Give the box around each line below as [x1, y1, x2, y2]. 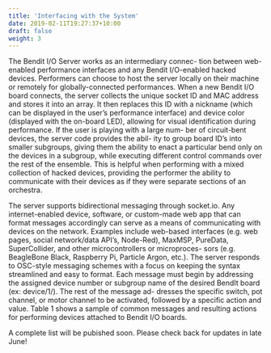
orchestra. [8, 185, 43, 195]
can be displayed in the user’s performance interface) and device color [8, 108, 245, 118]
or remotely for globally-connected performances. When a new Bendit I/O [8, 82, 255, 92]
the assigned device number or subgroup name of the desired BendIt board [8, 278, 260, 288]
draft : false [8, 27, 53, 35]
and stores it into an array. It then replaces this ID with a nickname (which [8, 99, 253, 109]
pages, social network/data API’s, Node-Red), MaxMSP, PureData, [8, 235, 229, 245]
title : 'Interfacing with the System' [8, 11, 139, 20]
